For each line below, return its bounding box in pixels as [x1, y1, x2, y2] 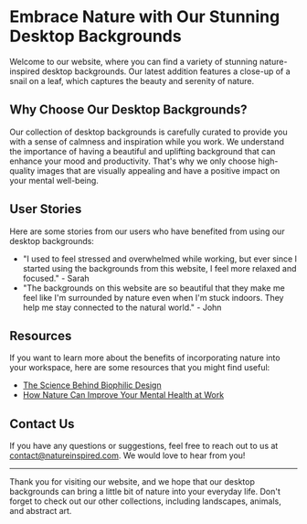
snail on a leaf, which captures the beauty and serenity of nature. [9, 75, 254, 86]
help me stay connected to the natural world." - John [22, 302, 222, 313]
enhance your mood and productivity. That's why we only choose [9, 155, 257, 166]
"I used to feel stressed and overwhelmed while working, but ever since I [22, 253, 298, 264]
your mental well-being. [9, 175, 99, 186]
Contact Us [9, 416, 75, 432]
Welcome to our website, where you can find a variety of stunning [9, 56, 258, 67]
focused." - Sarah [22, 273, 90, 283]
